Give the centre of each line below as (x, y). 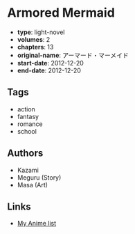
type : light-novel (41, 32)
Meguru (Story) (39, 177)
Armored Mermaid (61, 13)
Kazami (28, 170)
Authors (25, 154)
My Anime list (37, 224)
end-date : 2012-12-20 (49, 70)
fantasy (28, 116)
